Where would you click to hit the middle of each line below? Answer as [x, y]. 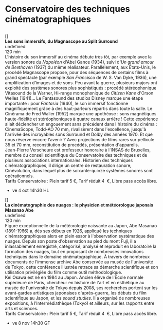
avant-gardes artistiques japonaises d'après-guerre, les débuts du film [76, 293]
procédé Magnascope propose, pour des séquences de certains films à [77, 72]
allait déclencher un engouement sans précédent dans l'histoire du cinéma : [81, 124]
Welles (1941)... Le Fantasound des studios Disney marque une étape [74, 98]
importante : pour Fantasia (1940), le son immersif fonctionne [67, 103]
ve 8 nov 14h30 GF [31, 323]
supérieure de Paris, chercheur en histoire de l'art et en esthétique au [75, 282]
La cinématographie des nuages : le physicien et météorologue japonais [79, 205]
